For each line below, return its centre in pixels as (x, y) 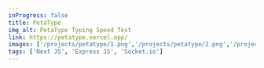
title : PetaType (35, 23)
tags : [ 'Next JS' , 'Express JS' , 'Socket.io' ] (86, 52)
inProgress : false (38, 15)
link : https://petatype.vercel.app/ (68, 37)
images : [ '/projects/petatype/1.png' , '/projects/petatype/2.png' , (119, 45)
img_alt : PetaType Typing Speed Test (70, 30)
